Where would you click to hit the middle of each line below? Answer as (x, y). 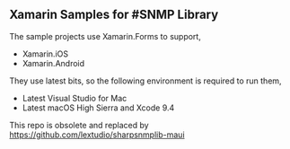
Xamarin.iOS (45, 54)
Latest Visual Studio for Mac (75, 98)
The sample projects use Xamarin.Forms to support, (105, 36)
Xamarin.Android (53, 63)
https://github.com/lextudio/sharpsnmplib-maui (97, 135)
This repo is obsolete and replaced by (79, 125)
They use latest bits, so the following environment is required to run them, (145, 81)
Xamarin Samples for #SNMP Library (114, 15)
